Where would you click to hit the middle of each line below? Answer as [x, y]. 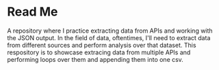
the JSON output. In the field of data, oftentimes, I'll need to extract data [109, 37]
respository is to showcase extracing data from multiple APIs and [99, 52]
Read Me [33, 12]
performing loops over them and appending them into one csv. [95, 59]
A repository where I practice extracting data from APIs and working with [110, 31]
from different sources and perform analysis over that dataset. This [102, 45]
